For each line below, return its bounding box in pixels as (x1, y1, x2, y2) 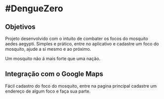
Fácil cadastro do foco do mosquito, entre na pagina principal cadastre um (5, 83, 157, 89)
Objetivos (5, 23, 36, 31)
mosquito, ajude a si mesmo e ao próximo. (5, 46, 91, 52)
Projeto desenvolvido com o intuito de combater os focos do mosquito (5, 35, 148, 41)
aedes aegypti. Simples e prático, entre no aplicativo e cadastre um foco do (5, 41, 159, 47)
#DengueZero (5, 3, 63, 14)
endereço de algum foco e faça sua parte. (5, 88, 91, 94)
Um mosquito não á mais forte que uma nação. (5, 56, 100, 62)
